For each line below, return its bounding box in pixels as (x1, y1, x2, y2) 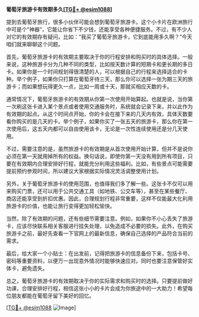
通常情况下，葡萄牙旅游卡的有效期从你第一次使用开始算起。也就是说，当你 (6, 96, 188, 103)
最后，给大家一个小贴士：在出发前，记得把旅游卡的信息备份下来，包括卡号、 (6, 250, 193, 257)
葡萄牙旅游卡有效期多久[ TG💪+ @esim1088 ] (6, 6, 113, 12)
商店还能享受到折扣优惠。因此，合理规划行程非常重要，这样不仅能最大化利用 (6, 195, 193, 202)
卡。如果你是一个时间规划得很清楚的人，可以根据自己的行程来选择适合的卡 (6, 68, 188, 75)
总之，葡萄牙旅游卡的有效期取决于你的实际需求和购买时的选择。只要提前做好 (6, 277, 193, 284)
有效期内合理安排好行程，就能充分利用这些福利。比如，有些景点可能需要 (16, 160, 193, 167)
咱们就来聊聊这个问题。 (6, 41, 63, 47)
